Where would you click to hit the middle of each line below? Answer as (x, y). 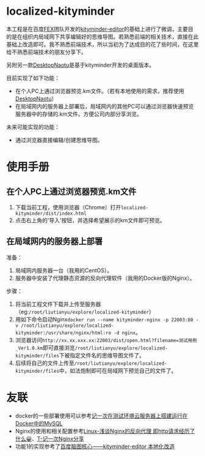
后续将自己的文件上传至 (45, 363)
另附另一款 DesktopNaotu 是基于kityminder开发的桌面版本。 (81, 65)
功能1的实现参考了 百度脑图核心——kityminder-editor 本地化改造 (95, 446)
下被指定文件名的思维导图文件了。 (102, 355)
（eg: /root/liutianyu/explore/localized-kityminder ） (85, 312)
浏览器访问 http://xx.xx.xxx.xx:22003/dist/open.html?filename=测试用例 (106, 340)
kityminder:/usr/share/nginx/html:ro (63, 333)
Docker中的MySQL (39, 423)
